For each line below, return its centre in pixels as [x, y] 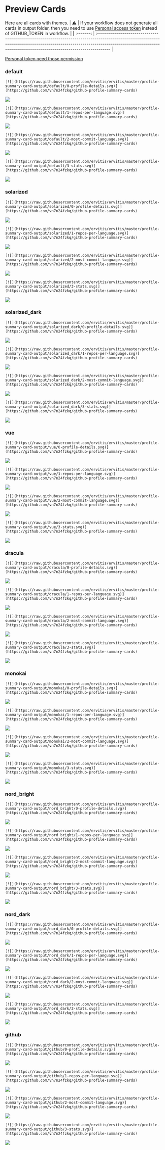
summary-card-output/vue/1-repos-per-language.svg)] [60, 474]
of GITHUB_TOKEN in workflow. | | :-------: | [50, 33]
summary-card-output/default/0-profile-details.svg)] [62, 86]
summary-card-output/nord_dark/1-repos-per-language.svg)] [67, 956]
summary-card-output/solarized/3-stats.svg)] [52, 286]
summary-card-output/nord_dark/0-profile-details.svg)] [64, 929]
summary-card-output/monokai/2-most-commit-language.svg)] [67, 741]
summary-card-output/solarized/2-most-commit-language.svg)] [69, 260]
